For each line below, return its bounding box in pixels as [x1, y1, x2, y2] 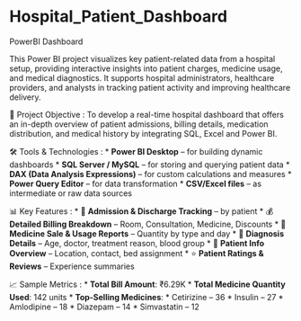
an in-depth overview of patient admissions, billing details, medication [9, 119, 269, 129]
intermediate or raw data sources [9, 187, 133, 199]
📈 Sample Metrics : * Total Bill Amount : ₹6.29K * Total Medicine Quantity [9, 279, 286, 290]
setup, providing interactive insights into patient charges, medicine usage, [9, 63, 283, 74]
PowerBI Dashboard [9, 36, 84, 47]
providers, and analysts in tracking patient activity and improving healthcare [9, 82, 291, 93]
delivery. [9, 92, 42, 103]
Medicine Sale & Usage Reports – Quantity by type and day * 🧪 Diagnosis [9, 227, 285, 239]
